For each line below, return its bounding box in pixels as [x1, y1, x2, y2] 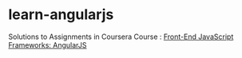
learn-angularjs [8, 6, 114, 24]
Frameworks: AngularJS [8, 40, 87, 49]
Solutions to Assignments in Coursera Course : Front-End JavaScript [8, 32, 234, 41]
